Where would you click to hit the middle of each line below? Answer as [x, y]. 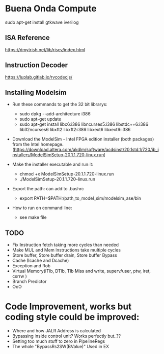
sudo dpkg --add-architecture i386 [55, 114]
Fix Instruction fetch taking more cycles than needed [65, 245]
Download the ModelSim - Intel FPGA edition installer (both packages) [83, 139]
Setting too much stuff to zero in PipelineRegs [58, 341]
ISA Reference [27, 38]
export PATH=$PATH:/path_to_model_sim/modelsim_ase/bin [80, 198]
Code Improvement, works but [68, 307]
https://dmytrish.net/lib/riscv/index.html [45, 49]
